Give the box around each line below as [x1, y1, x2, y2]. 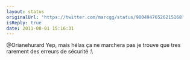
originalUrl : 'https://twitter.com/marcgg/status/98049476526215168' [6, 14, 185, 20]
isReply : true [6, 20, 42, 26]
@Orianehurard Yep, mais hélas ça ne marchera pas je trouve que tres [6, 42, 181, 49]
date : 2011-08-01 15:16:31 [6, 25, 74, 31]
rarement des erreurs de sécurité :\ [6, 48, 93, 55]
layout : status [6, 8, 45, 15]
